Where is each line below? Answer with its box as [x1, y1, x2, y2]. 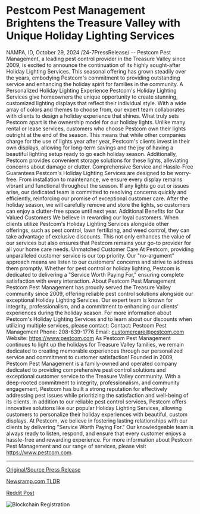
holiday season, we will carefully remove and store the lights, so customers [6, 201, 190, 208]
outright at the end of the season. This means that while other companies [6, 131, 186, 138]
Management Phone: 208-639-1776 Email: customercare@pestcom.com [6, 328, 185, 335]
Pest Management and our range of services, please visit [6, 442, 146, 449]
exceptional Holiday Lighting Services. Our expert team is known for [6, 296, 173, 304]
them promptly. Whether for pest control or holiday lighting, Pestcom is [6, 264, 180, 272]
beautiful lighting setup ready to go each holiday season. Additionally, [6, 150, 177, 157]
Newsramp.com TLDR [6, 478, 60, 485]
